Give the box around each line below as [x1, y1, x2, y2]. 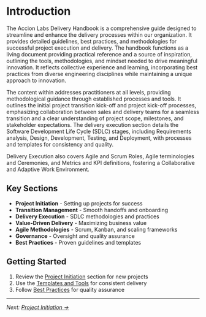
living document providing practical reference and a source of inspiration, [6, 50, 192, 58]
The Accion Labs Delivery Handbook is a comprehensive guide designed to [6, 25, 197, 32]
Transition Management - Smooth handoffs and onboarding [15, 206, 169, 213]
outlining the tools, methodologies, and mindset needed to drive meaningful [6, 57, 198, 64]
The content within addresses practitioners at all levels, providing [6, 88, 171, 96]
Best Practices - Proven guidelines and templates [15, 239, 142, 246]
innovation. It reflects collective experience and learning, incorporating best [6, 63, 198, 71]
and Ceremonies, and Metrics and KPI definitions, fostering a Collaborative [6, 159, 195, 166]
